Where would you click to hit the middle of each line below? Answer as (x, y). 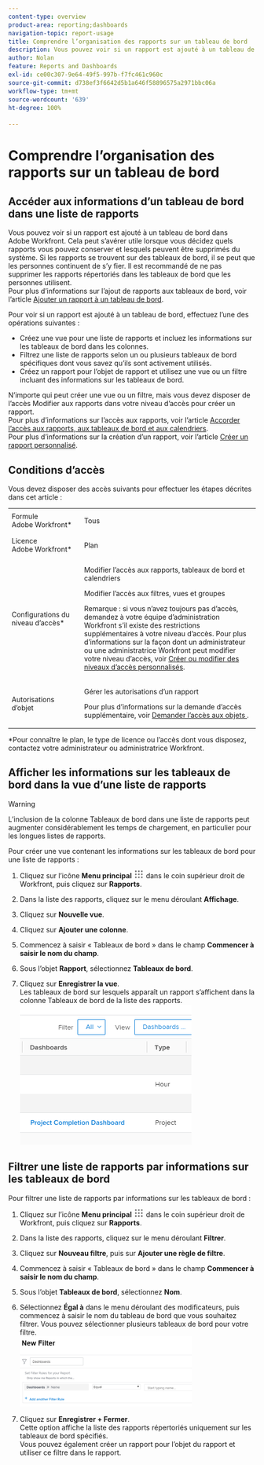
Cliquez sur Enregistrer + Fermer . (75, 1419)
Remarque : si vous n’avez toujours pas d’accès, (161, 609)
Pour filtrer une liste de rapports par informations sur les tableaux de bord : (130, 1198)
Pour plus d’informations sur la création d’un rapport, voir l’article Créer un (128, 437)
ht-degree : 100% (35, 108)
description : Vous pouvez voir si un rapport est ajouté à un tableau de (132, 50)
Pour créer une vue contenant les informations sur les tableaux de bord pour (132, 851)
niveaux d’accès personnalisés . (134, 667)
